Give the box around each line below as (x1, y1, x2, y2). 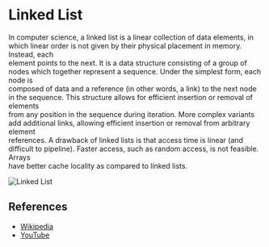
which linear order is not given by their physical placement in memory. (8, 40, 242, 50)
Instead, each (8, 49, 54, 59)
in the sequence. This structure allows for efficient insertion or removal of (8, 92, 253, 102)
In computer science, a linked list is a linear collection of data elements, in (8, 32, 254, 42)
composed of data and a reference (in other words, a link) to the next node (8, 83, 257, 94)
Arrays (8, 152, 31, 162)
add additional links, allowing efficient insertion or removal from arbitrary (8, 118, 250, 128)
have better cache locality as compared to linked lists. (8, 161, 188, 170)
